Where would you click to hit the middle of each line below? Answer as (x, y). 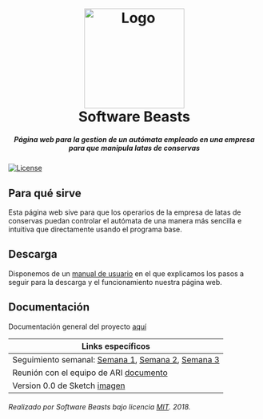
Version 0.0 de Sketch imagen (69, 385)
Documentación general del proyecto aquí (78, 326)
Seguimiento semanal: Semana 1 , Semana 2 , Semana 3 (116, 359)
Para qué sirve (45, 193)
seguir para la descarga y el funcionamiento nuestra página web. (115, 282)
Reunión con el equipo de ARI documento (90, 373)
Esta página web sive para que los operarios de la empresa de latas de (125, 212)
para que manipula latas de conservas (134, 148)
